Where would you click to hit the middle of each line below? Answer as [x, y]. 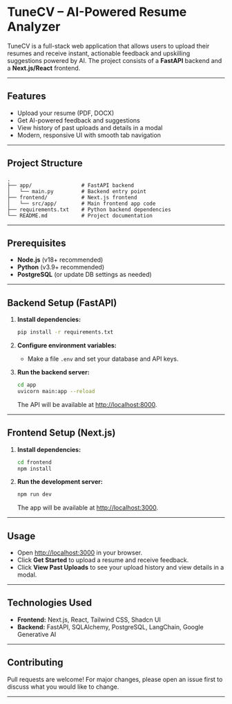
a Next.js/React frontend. [44, 68]
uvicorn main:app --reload [56, 391]
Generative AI [37, 634]
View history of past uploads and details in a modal [90, 127]
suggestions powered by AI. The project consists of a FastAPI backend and [115, 60]
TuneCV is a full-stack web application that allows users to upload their [108, 46]
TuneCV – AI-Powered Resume [97, 12]
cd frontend [34, 462]
